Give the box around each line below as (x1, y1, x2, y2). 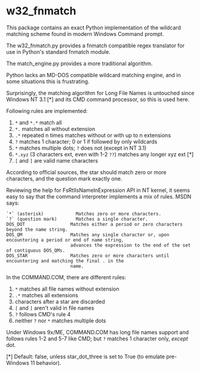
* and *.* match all (14, 118, 62, 126)
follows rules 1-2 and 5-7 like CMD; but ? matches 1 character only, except (6, 335, 188, 342)
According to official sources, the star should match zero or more (6, 169, 167, 176)
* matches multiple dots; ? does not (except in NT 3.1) (14, 144, 147, 151)
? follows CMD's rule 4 (14, 310, 71, 318)
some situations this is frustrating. (6, 78, 90, 85)
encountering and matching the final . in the (6, 258, 124, 264)
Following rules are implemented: (6, 107, 88, 114)
